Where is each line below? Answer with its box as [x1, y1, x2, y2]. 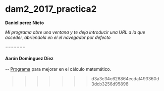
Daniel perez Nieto [5, 20, 44, 26]
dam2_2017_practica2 [5, 3, 97, 15]
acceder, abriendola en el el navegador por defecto [5, 34, 111, 40]
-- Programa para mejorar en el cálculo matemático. [5, 66, 111, 72]
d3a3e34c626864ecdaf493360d [91, 76, 160, 82]
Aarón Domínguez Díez [5, 55, 54, 61]
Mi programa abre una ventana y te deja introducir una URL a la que [5, 29, 145, 35]
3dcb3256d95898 [91, 81, 129, 87]
